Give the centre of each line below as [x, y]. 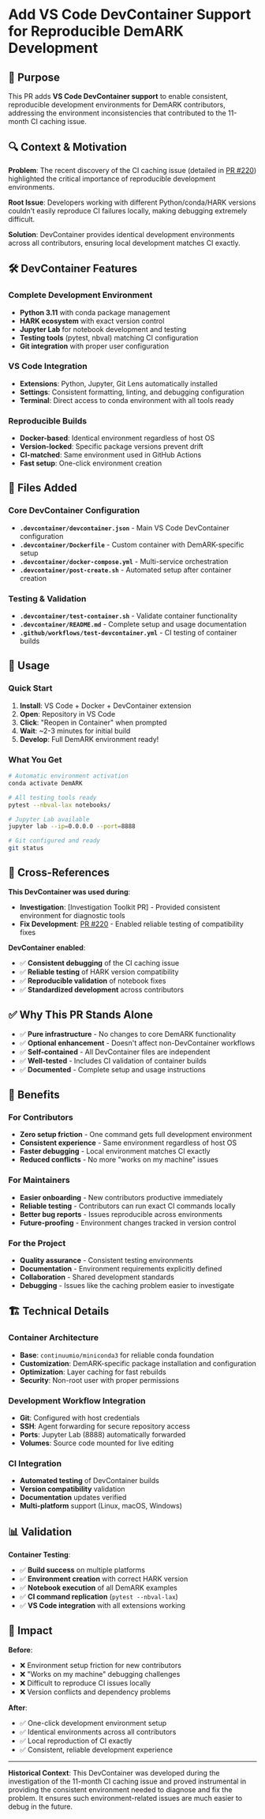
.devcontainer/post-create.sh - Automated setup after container [125, 570]
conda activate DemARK [45, 783]
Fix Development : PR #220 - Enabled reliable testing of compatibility [132, 924]
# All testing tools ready [52, 797]
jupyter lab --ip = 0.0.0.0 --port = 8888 [72, 827]
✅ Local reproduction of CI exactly [76, 1741]
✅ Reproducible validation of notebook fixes [93, 981]
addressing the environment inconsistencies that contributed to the [117, 113]
